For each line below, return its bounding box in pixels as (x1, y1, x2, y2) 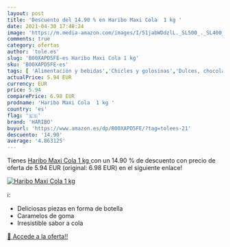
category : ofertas (7, 42, 60, 49)
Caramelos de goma (16, 212, 75, 220)
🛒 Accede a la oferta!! (7, 233, 68, 241)
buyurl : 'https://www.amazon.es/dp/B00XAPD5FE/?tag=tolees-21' (7, 125, 192, 132)
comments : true (7, 36, 51, 43)
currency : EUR (7, 80, 48, 87)
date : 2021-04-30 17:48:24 (7, 23, 84, 30)
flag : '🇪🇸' (7, 112, 41, 119)
